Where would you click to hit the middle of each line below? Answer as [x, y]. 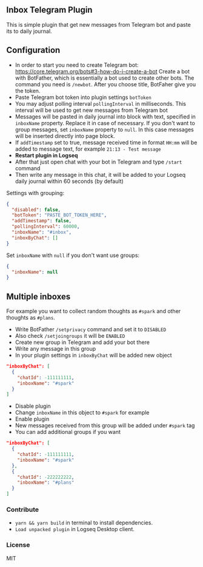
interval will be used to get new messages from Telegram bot [91, 110]
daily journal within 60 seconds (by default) [69, 181]
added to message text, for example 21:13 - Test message [88, 149]
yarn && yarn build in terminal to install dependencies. [84, 523]
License [18, 545]
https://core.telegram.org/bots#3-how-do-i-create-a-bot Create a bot [102, 71]
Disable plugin [33, 406]
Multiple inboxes [38, 296]
